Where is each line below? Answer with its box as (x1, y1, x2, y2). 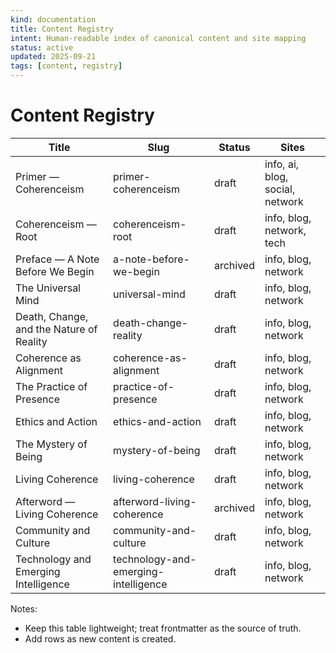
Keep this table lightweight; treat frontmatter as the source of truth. (24, 622, 302, 634)
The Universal (15, 281, 81, 295)
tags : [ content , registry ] (10, 61, 123, 71)
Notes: (10, 602, 38, 615)
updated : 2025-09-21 (10, 52, 97, 62)
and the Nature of (15, 322, 98, 336)
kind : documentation (10, 14, 97, 25)
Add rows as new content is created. (24, 632, 177, 645)
